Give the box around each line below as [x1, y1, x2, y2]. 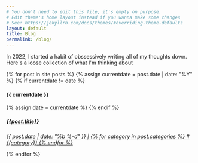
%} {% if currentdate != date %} [6, 77, 86, 84]
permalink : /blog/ [6, 36, 52, 42]
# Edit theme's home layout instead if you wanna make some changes [6, 14, 181, 20]
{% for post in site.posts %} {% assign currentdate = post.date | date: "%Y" [6, 71, 193, 78]
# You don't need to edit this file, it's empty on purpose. [6, 8, 162, 15]
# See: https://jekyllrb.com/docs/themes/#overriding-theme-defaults [6, 20, 184, 26]
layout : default [6, 25, 47, 32]
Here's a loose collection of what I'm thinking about [6, 59, 133, 66]
